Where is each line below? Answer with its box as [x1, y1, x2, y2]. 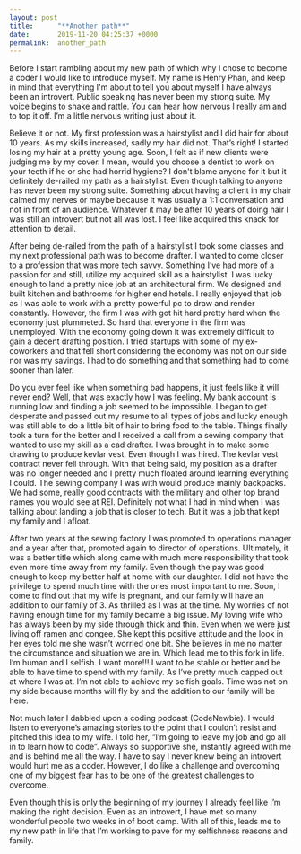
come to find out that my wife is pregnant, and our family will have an [9, 590, 264, 602]
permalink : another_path [9, 38, 106, 48]
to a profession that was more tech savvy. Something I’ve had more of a [9, 260, 275, 270]
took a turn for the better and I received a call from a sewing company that [9, 430, 284, 441]
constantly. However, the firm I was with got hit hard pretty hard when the [9, 307, 281, 319]
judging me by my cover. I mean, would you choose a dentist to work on [9, 156, 275, 167]
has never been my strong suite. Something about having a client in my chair [9, 185, 292, 196]
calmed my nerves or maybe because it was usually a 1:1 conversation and [9, 195, 285, 206]
